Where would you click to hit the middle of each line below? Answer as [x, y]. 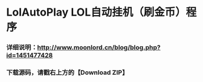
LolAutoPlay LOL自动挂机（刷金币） [96, 12]
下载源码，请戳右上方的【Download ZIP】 [67, 72]
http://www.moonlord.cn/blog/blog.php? [99, 47]
